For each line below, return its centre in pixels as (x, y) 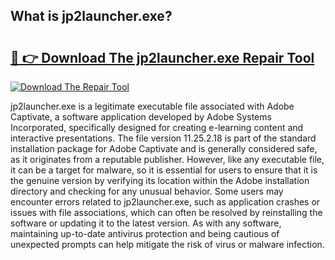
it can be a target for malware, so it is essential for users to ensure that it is (164, 170)
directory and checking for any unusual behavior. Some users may (147, 191)
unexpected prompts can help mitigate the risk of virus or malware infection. (167, 244)
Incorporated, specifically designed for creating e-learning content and (157, 127)
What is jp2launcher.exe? (91, 16)
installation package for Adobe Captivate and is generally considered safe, (164, 148)
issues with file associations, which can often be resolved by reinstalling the (166, 212)
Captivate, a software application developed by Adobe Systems (141, 117)
